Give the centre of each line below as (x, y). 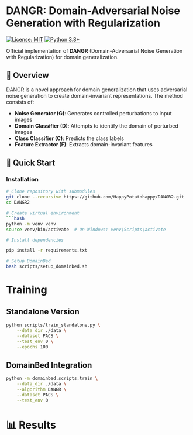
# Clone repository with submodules (51, 191)
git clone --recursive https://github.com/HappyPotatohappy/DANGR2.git (95, 197)
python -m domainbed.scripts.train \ (52, 379)
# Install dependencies (35, 240)
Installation (23, 180)
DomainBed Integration (49, 365)
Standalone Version (43, 311)
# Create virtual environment (43, 213)
